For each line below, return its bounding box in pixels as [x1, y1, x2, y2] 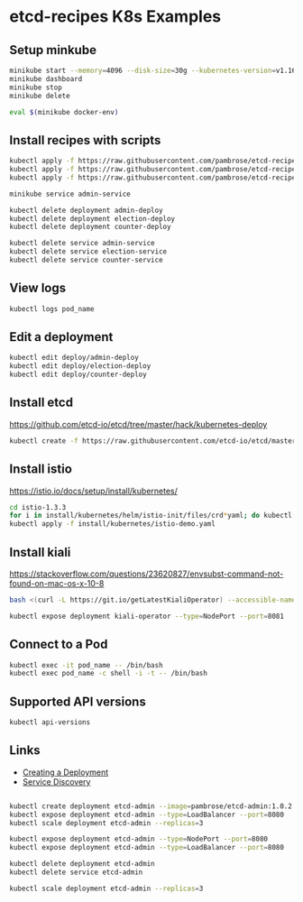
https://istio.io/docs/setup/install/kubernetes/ [9, 485, 179, 496]
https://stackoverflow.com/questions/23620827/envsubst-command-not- [9, 568, 284, 579]
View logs [9, 281, 67, 296]
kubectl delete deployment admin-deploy [9, 206, 164, 215]
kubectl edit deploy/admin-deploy [9, 354, 140, 363]
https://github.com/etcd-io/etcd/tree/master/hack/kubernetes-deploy [9, 419, 268, 429]
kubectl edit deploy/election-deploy [9, 362, 151, 371]
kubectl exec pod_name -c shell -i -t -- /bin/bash [9, 669, 207, 678]
